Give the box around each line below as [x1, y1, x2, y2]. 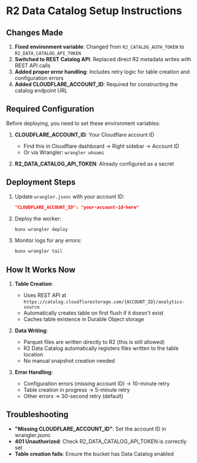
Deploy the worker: [14, 215, 61, 222]
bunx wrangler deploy [14, 226, 68, 232]
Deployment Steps [6, 177, 75, 187]
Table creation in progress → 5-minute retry [23, 386, 130, 393]
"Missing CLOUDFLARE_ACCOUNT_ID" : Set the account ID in [14, 425, 166, 432]
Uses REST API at [23, 292, 67, 299]
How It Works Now [6, 264, 75, 275]
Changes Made [6, 28, 63, 38]
